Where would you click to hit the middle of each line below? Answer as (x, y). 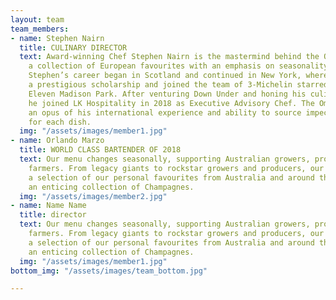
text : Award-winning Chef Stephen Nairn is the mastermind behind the (169, 57)
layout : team (37, 19)
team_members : (40, 29)
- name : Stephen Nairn (57, 38)
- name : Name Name (48, 206)
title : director (53, 215)
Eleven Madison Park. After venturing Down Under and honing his (167, 94)
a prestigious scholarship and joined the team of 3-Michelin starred (178, 85)
